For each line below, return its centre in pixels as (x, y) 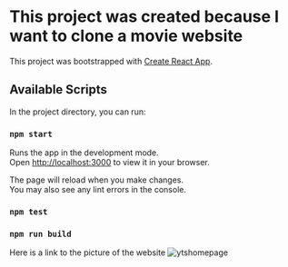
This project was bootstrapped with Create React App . (111, 61)
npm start (31, 134)
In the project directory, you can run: (78, 112)
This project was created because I (144, 17)
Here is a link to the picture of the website (88, 252)
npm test (29, 212)
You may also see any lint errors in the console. (98, 190)
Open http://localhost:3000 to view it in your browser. (110, 163)
